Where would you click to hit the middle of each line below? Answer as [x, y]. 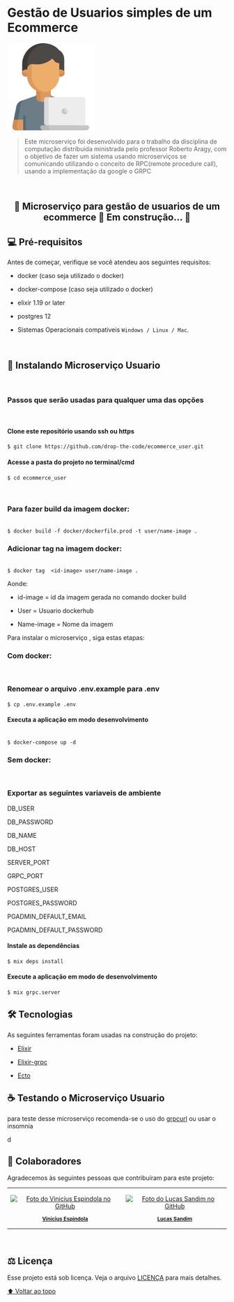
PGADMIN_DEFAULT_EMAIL [47, 916]
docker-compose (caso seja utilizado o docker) [85, 289]
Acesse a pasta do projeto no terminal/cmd [71, 462]
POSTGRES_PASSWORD [42, 903]
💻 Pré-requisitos [45, 242]
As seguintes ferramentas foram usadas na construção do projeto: [102, 1035]
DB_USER [21, 808]
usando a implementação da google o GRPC [88, 171]
